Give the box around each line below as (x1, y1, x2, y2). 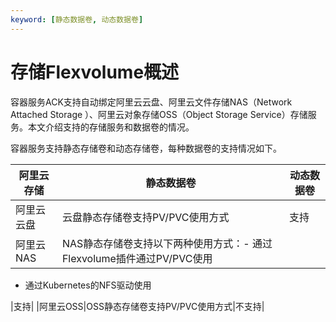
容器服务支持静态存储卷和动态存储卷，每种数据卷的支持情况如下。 (10, 142, 282, 154)
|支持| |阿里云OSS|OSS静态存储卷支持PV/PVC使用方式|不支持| (10, 300, 265, 312)
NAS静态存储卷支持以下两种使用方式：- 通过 (61, 236, 273, 250)
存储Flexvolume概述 (10, 61, 180, 83)
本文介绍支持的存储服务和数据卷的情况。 (27, 121, 195, 133)
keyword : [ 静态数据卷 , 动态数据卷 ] (10, 14, 144, 25)
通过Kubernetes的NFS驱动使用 (24, 279, 152, 291)
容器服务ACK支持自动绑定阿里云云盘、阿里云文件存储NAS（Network (10, 96, 293, 108)
